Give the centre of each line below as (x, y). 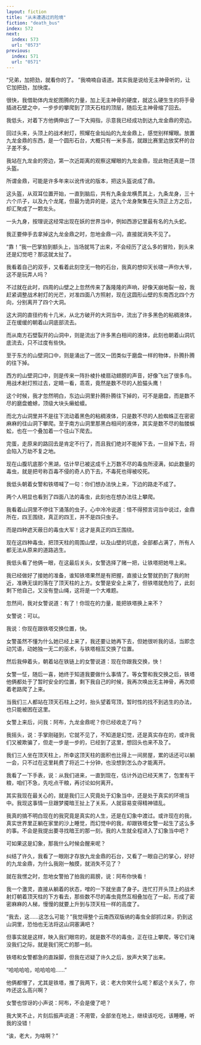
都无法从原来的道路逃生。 (38, 550)
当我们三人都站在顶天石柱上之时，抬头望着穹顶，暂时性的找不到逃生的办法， (100, 702)
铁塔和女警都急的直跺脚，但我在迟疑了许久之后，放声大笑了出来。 (87, 957)
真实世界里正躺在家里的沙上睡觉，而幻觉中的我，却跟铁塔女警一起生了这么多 (100, 823)
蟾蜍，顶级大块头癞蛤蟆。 (58, 403)
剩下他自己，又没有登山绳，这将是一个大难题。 (64, 590)
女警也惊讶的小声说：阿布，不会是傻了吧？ (59, 1002)
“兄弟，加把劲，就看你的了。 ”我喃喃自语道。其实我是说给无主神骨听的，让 (98, 80)
